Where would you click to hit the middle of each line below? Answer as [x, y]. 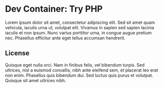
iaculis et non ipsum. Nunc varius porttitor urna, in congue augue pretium [78, 33]
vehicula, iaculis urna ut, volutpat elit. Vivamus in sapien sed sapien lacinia [80, 27]
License [17, 53]
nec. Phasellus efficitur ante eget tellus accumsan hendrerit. [65, 38]
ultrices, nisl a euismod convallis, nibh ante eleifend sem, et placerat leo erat [81, 70]
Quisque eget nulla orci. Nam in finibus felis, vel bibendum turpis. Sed [75, 65]
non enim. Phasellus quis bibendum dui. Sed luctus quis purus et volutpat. [79, 75]
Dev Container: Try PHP [54, 9]
